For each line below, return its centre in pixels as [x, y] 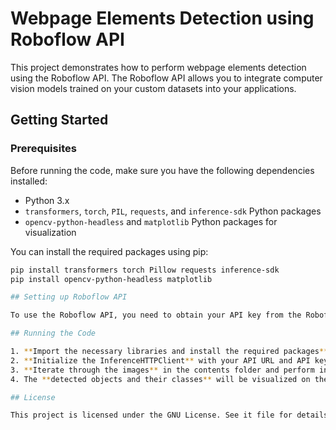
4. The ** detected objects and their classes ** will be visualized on [160, 379]
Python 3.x [47, 200]
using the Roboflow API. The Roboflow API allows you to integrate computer [166, 78]
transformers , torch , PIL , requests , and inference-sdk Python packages [173, 211]
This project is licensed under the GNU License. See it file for [151, 415]
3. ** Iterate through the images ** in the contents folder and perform [162, 370]
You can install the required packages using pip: [109, 251]
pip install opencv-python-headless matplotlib [111, 279]
